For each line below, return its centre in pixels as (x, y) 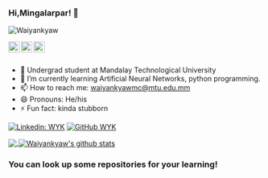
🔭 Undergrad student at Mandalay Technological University (118, 70)
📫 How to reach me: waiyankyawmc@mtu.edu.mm (105, 88)
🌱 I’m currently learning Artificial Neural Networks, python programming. (140, 79)
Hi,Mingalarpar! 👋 (43, 13)
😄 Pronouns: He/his (53, 99)
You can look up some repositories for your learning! (113, 164)
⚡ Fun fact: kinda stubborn (64, 109)
